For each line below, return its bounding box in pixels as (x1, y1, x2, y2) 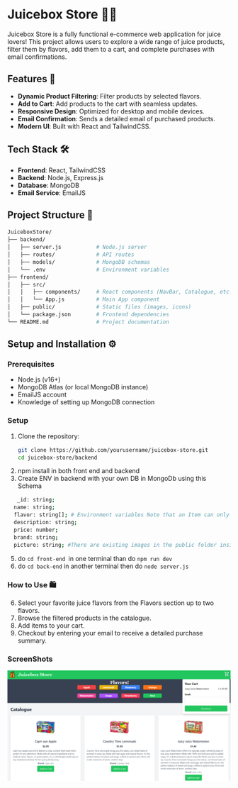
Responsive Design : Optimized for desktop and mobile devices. (17, 106, 205, 116)
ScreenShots (7, 654, 53, 664)
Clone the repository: (17, 432, 80, 440)
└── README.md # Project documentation (7, 318, 170, 326)
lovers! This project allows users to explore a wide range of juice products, (7, 37, 225, 45)
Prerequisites (7, 360, 55, 370)
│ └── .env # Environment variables (7, 266, 170, 273)
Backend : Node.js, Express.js (17, 173, 104, 182)
